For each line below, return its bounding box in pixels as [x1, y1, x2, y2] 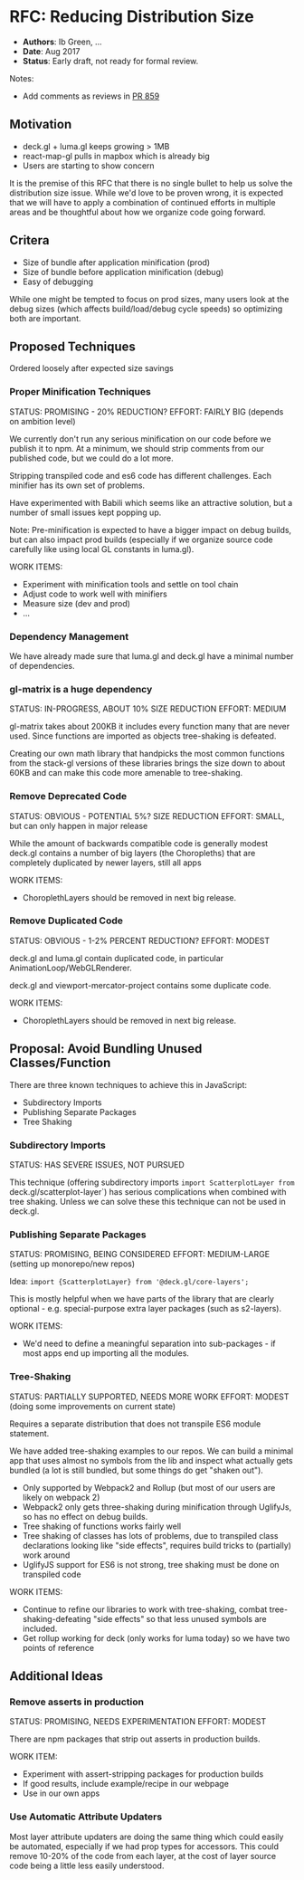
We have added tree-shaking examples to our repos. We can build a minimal [9, 1446, 294, 1456]
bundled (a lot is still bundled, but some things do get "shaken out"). [9, 1465, 264, 1475]
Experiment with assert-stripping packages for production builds [22, 1769, 264, 1780]
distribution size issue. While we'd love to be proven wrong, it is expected [9, 187, 283, 198]
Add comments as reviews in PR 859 [22, 91, 160, 101]
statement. [9, 1427, 50, 1438]
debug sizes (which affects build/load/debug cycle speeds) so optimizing [9, 303, 283, 314]
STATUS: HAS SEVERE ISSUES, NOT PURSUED [9, 1159, 185, 1169]
